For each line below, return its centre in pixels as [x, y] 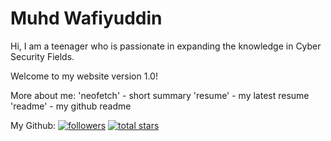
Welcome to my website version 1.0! [84, 76]
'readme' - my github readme [71, 106]
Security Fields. [42, 56]
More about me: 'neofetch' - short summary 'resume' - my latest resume [160, 95]
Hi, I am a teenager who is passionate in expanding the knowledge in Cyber [166, 46]
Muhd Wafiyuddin [86, 18]
